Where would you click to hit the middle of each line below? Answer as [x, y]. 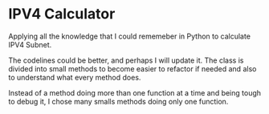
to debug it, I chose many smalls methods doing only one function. [118, 101]
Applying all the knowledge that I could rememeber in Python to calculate [130, 36]
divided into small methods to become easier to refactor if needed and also [132, 68]
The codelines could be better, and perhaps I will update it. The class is [126, 60]
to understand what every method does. [75, 77]
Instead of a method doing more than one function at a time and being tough [135, 92]
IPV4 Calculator [62, 14]
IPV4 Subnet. [30, 44]
